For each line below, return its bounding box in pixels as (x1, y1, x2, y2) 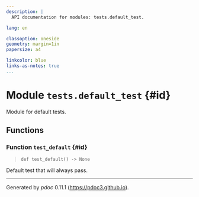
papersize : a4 (6, 47, 41, 53)
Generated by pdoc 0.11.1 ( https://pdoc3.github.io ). (6, 184, 129, 191)
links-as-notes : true (6, 63, 60, 69)
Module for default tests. (6, 108, 66, 115)
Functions (6, 125, 44, 135)
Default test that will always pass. (6, 167, 88, 174)
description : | (6, 8, 44, 15)
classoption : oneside (6, 36, 60, 42)
